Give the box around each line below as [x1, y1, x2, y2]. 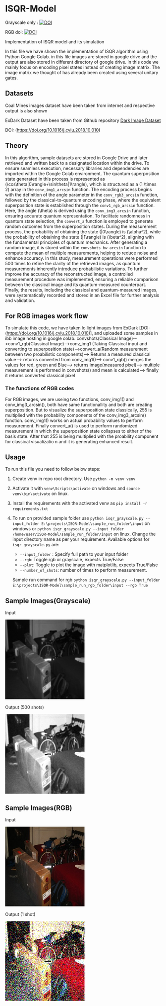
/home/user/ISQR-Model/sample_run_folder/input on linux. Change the [12, 531, 156, 537]
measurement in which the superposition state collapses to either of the [5, 428, 152, 434]
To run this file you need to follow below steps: [5, 466, 101, 472]
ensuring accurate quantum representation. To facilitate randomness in [5, 212, 150, 219]
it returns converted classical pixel [5, 373, 75, 379]
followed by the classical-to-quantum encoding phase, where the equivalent [5, 197, 161, 203]
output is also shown [5, 107, 48, 113]
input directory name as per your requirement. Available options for [12, 536, 150, 542]
